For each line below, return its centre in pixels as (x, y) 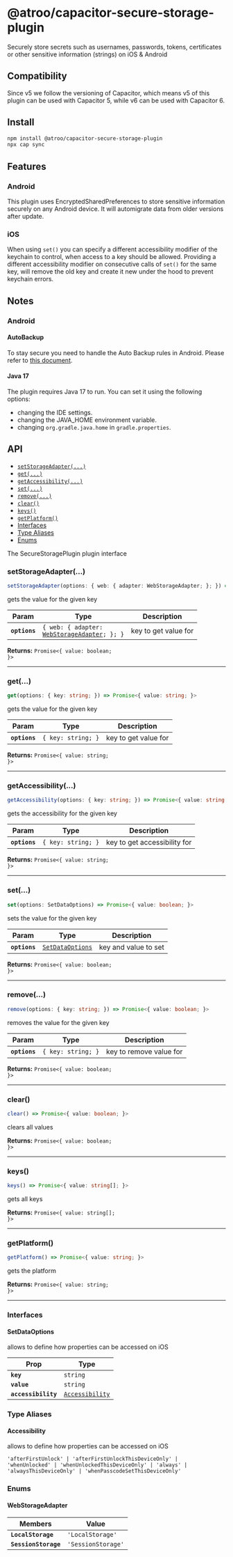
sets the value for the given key (52, 918)
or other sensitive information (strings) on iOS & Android (87, 54)
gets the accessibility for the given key (62, 813)
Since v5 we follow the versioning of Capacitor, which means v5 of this (109, 93)
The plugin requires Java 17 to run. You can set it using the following (105, 392)
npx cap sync (26, 145)
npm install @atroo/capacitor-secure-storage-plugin (85, 138)
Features (27, 166)
